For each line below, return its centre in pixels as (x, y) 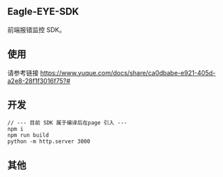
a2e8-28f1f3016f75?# (39, 80)
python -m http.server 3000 (49, 141)
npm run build (28, 135)
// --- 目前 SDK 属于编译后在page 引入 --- (67, 123)
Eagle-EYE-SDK (43, 12)
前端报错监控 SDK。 (37, 29)
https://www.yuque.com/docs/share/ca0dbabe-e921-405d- (128, 73)
